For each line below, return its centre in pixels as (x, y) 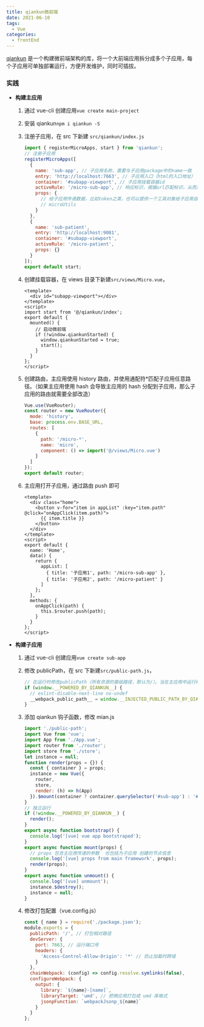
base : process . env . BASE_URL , (66, 422)
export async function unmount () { (69, 876)
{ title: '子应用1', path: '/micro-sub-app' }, (106, 573)
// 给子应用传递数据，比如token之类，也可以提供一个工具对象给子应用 (117, 199)
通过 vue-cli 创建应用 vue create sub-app (75, 657)
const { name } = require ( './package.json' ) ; (83, 922)
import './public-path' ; (56, 729)
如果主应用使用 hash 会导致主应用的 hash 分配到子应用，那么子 (116, 386)
